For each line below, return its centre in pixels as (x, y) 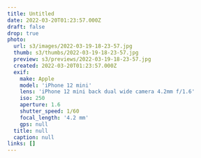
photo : (17, 40)
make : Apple (37, 79)
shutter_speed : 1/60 (50, 111)
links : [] (22, 144)
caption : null (34, 137)
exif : (22, 72)
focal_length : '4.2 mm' (54, 117)
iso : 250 (32, 99)
